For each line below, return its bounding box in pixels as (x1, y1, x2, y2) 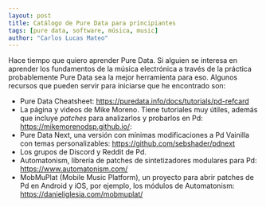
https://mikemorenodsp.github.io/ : (19, 122, 133, 131)
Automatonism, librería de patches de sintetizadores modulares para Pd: (19, 156, 257, 166)
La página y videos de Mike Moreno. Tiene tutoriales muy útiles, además (19, 105, 258, 115)
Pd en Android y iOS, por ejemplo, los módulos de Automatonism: (19, 181, 235, 191)
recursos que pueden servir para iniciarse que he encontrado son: (8, 81, 226, 91)
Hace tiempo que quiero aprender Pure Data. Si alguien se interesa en (8, 56, 237, 65)
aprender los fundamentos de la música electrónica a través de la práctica (8, 64, 252, 74)
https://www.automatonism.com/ (19, 164, 128, 174)
